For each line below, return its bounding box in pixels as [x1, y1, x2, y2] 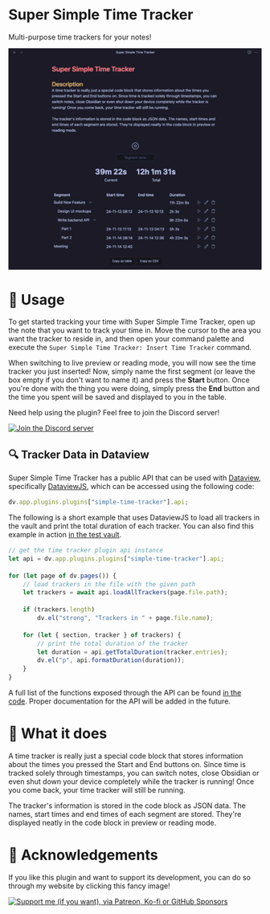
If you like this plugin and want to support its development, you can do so [8, 872, 252, 882]
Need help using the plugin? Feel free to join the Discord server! [8, 408, 219, 418]
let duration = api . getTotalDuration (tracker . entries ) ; [37, 648, 228, 656]
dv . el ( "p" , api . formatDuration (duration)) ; [37, 656, 185, 664]
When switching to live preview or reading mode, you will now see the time [8, 358, 256, 368]
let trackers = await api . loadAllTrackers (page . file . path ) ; [22, 589, 228, 597]
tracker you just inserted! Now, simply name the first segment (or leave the [8, 367, 256, 377]
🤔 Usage [8, 291, 65, 308]
